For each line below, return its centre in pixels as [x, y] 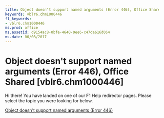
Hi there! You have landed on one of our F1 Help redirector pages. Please [78, 95]
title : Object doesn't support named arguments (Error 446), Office [76, 10]
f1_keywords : [18, 19]
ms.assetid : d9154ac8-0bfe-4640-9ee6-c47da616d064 [58, 32]
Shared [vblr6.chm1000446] [64, 82]
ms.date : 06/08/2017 [26, 37]
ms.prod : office [21, 28]
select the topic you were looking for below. [49, 100]
